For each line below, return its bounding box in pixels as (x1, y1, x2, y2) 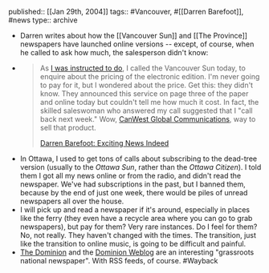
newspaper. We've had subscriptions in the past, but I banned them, (19, 179, 247, 189)
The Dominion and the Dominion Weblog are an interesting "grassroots (19, 247, 255, 257)
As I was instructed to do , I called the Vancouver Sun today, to (39, 63, 247, 73)
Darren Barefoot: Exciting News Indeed (39, 139, 169, 147)
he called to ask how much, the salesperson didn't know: (19, 48, 209, 57)
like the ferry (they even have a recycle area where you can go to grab (19, 214, 253, 223)
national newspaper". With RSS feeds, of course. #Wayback (19, 256, 218, 265)
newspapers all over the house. (19, 196, 124, 206)
